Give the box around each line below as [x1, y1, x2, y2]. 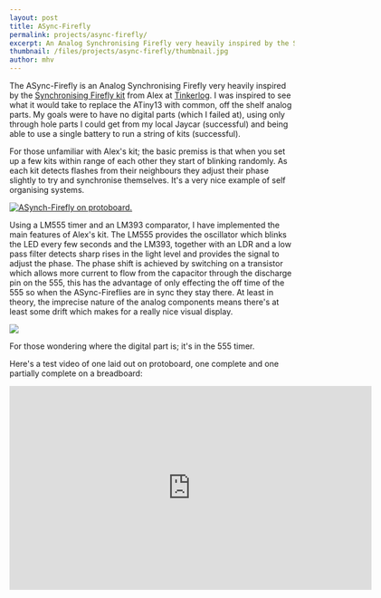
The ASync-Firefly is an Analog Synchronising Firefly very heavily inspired [9, 81, 287, 91]
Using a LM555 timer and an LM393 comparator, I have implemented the [9, 219, 281, 230]
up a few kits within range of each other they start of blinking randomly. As [9, 156, 288, 166]
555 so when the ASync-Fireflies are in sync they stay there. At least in [9, 287, 274, 297]
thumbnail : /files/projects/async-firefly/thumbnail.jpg [9, 47, 229, 56]
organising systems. [9, 185, 85, 195]
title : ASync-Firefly [9, 22, 91, 31]
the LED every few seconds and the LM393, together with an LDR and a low [9, 239, 292, 249]
